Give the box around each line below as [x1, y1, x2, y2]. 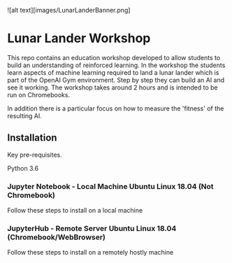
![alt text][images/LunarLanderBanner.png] [7, 6, 131, 14]
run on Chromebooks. [7, 90, 71, 99]
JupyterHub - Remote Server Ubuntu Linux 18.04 [7, 223, 177, 233]
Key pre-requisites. [7, 150, 63, 159]
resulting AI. [7, 111, 42, 120]
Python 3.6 [7, 164, 39, 172]
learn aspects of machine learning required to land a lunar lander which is [7, 68, 219, 76]
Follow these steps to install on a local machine [7, 206, 143, 215]
